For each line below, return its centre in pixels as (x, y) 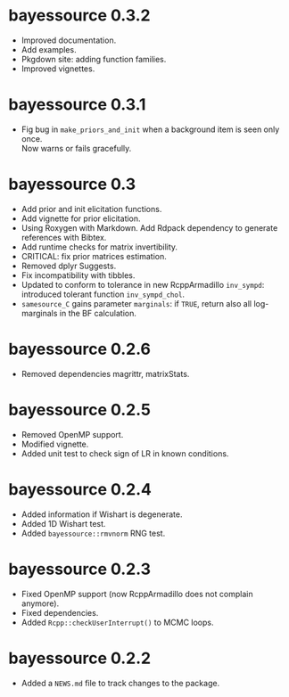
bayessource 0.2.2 (80, 658)
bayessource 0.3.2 (79, 16)
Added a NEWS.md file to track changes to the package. (120, 683)
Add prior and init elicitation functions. (91, 209)
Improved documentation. (69, 40)
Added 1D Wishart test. (63, 523)
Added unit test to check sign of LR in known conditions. (125, 453)
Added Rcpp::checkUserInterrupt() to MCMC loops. (117, 622)
